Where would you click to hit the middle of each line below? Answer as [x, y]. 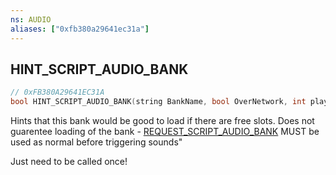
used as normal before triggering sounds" [96, 142]
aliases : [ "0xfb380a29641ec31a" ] [80, 29]
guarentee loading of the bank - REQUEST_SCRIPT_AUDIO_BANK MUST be [165, 132]
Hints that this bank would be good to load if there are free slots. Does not [162, 121]
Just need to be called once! [69, 162]
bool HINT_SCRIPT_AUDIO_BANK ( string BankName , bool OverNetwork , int [158, 102]
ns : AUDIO [31, 19]
